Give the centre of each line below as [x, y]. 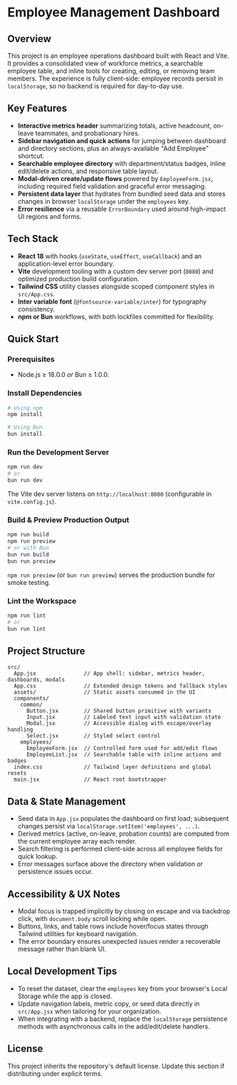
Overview [30, 39]
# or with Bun [28, 548]
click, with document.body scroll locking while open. [92, 919]
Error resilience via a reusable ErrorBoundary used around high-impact [122, 209]
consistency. [36, 309]
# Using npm [25, 408]
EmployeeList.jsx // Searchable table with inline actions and [123, 755]
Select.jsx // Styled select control [93, 736]
